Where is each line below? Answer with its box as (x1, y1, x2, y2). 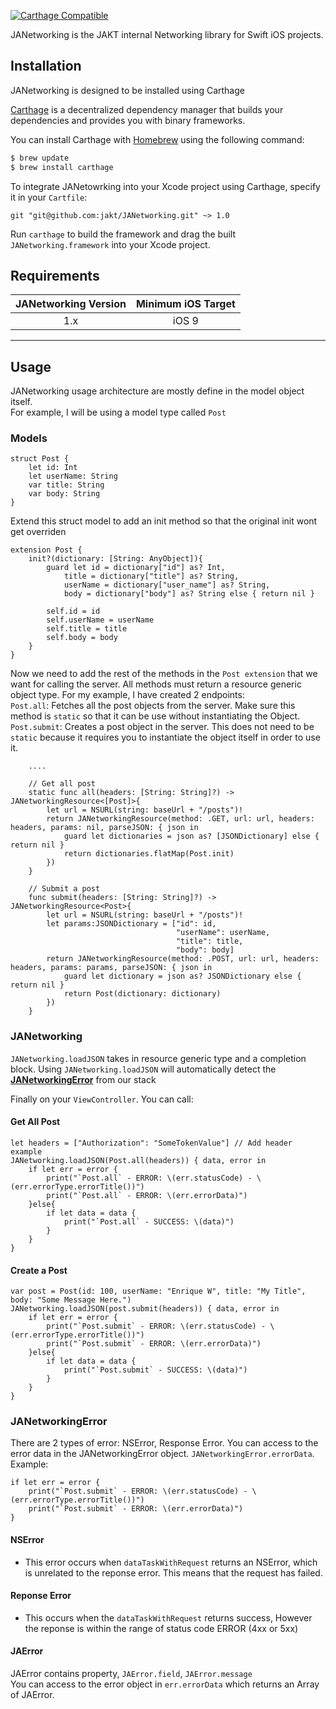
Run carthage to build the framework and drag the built (10, 228, 237, 240)
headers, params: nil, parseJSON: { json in (10, 823, 199, 833)
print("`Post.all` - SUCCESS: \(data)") (63, 1216, 235, 1227)
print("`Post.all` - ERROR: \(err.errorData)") (46, 1190, 248, 1200)
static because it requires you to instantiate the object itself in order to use (10, 731, 321, 744)
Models (10, 431, 48, 445)
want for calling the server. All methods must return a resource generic (10, 678, 302, 690)
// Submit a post (28, 884, 101, 894)
